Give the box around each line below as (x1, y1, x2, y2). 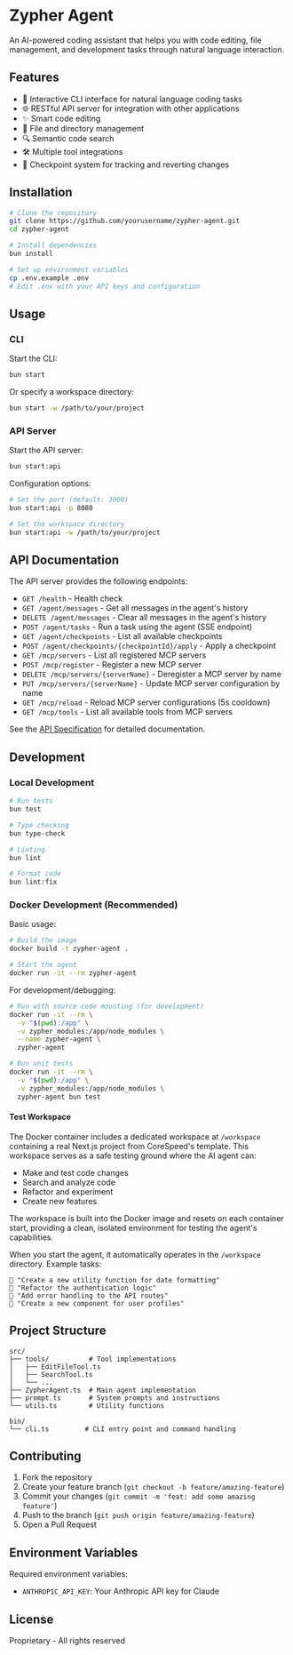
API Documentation (9, 553, 120, 568)
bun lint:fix (9, 877, 58, 887)
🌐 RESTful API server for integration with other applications (21, 103, 240, 114)
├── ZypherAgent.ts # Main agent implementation (9, 1386, 197, 1395)
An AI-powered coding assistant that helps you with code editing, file (9, 35, 262, 45)
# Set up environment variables (9, 265, 129, 274)
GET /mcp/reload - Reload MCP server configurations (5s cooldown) (21, 697, 271, 708)
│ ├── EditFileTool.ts (9, 1362, 101, 1371)
